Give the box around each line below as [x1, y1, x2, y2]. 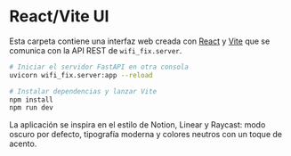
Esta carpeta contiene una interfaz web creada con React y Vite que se [9, 36, 271, 46]
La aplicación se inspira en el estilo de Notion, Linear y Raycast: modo [9, 119, 266, 130]
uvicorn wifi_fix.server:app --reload [9, 70, 153, 79]
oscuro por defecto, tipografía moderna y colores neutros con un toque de [9, 129, 283, 140]
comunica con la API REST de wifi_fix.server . [9, 45, 182, 55]
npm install [9, 95, 53, 104]
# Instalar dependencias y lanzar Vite [9, 86, 158, 95]
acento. [9, 138, 37, 149]
